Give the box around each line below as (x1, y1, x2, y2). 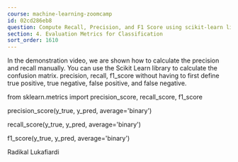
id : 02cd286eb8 (7, 17, 52, 24)
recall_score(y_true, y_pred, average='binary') (7, 120, 142, 129)
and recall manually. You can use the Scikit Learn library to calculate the (7, 64, 217, 72)
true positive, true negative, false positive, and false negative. (7, 79, 187, 87)
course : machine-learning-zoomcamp (7, 10, 113, 18)
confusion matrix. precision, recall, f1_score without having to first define (7, 72, 220, 80)
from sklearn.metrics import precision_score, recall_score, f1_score (7, 93, 203, 102)
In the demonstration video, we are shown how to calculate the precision (7, 56, 220, 65)
